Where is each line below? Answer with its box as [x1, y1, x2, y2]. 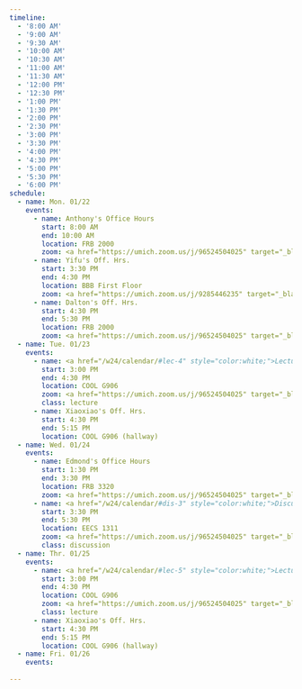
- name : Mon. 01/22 [17, 197, 91, 207]
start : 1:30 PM [41, 466, 99, 475]
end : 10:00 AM [41, 231, 94, 240]
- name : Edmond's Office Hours [32, 457, 151, 467]
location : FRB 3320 [41, 482, 115, 491]
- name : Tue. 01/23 [17, 340, 91, 349]
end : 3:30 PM [41, 474, 91, 483]
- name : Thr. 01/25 [17, 548, 91, 558]
